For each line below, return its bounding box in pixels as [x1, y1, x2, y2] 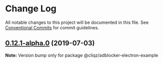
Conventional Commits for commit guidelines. [5, 24, 99, 30]
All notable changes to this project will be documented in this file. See [5, 19, 149, 25]
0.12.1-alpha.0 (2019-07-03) [5, 39, 95, 48]
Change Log [5, 3, 56, 14]
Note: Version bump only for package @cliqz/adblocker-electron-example [5, 52, 158, 58]
